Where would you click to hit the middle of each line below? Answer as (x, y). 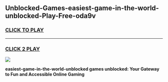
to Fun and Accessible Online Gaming (45, 74)
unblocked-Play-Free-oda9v (50, 16)
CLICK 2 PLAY (22, 49)
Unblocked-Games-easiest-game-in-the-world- (82, 8)
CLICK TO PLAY (24, 30)
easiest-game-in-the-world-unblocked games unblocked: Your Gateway (82, 69)
